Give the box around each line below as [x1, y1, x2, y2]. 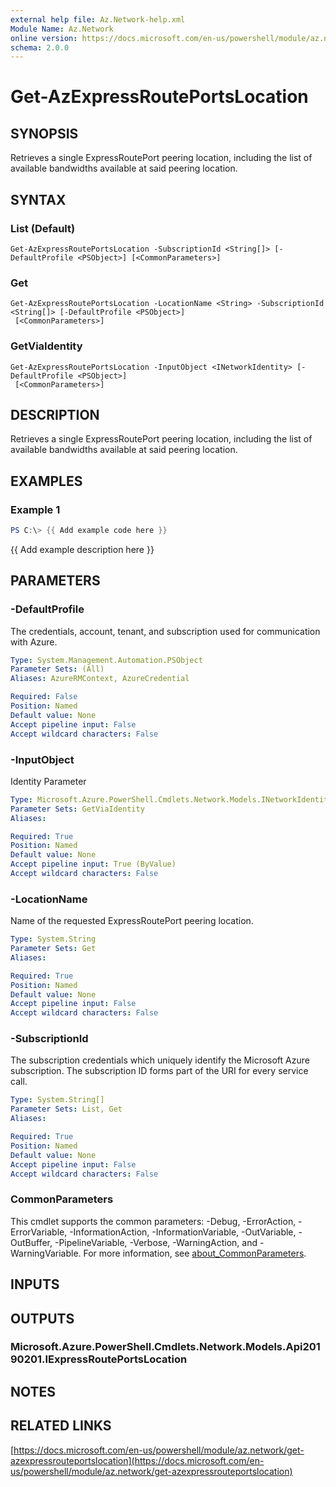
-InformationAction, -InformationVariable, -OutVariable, [69, 1226, 297, 1238]
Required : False [10, 692, 78, 702]
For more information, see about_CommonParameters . [83, 1247, 307, 1259]
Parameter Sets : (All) [10, 664, 105, 675]
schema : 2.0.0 [10, 42, 70, 53]
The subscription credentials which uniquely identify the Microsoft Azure [10, 1054, 310, 1066]
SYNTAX [10, 191, 67, 208]
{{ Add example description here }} [10, 543, 155, 555]
